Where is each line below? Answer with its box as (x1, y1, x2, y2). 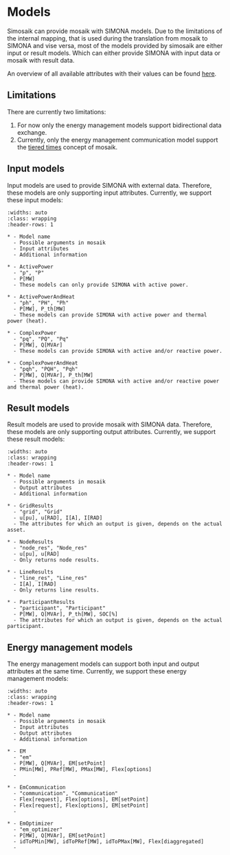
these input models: (7, 195, 63, 204)
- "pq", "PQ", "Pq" (13, 335, 69, 343)
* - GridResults (7, 503, 54, 510)
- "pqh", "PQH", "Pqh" (13, 365, 78, 372)
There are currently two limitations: (7, 107, 106, 116)
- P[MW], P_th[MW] (13, 305, 67, 312)
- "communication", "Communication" (13, 790, 118, 797)
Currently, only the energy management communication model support (16, 136, 218, 144)
